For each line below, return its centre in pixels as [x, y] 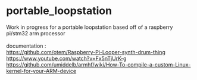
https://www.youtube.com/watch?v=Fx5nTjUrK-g [66, 58]
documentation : [26, 46]
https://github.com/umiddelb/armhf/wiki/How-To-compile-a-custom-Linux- [98, 64]
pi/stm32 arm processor [36, 33]
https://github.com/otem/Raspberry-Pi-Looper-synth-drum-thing [86, 52]
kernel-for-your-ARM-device [41, 71]
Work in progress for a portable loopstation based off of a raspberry [90, 27]
